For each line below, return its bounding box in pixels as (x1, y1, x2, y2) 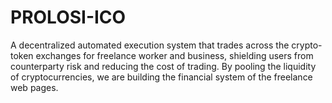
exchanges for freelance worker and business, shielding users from (35, 49, 314, 61)
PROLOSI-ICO (10, 6, 127, 29)
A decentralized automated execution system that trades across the (10, 39, 290, 51)
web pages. (10, 81, 59, 93)
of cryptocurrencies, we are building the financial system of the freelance (10, 71, 313, 83)
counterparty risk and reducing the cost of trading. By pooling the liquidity (10, 60, 317, 72)
